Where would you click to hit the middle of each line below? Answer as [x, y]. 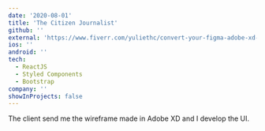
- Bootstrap [35, 81]
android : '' [28, 52]
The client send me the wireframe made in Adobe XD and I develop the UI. [129, 118]
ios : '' [21, 45]
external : [24, 37]
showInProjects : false [45, 96]
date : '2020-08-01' [40, 15]
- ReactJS [31, 67]
